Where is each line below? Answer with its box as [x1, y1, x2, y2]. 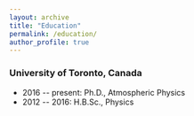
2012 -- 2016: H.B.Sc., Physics [21, 97, 134, 107]
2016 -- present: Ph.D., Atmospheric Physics [21, 87, 185, 97]
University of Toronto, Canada [9, 67, 142, 80]
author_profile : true [9, 37, 90, 47]
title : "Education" [9, 21, 82, 30]
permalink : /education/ [9, 29, 98, 38]
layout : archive [9, 12, 69, 22]
